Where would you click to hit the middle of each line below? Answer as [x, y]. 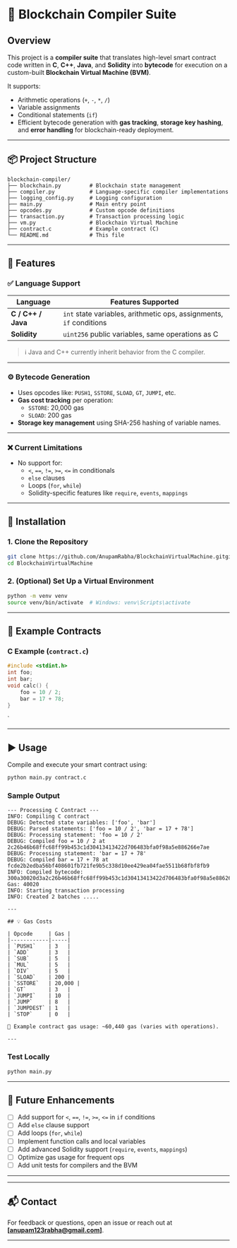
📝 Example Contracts [54, 631]
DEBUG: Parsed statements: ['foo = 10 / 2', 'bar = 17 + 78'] [101, 829]
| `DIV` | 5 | [39, 971]
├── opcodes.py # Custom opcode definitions [91, 210]
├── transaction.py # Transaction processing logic [96, 216]
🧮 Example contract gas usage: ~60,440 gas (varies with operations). [113, 1027]
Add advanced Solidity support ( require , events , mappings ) [103, 1149]
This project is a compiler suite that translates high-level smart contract [112, 57]
